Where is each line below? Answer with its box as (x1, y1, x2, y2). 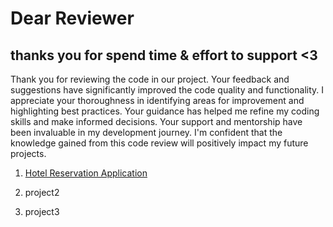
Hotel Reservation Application (24, 167, 148, 179)
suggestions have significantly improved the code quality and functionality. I (10, 84, 325, 96)
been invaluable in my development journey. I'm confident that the (10, 127, 283, 138)
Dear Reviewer (10, 7, 135, 30)
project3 (24, 206, 60, 217)
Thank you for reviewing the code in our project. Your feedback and (10, 73, 290, 85)
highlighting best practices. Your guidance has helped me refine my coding (10, 105, 320, 117)
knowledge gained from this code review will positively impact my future (10, 137, 309, 149)
